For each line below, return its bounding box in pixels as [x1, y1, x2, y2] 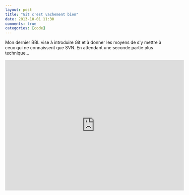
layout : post [5, 7, 32, 12]
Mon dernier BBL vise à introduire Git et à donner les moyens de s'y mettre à [5, 39, 162, 45]
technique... [5, 50, 30, 56]
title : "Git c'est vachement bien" [5, 12, 79, 17]
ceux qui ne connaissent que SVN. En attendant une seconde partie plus [5, 45, 154, 51]
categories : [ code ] [5, 26, 46, 31]
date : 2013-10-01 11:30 [5, 16, 55, 21]
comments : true [5, 21, 37, 26]
